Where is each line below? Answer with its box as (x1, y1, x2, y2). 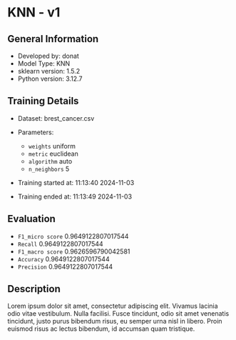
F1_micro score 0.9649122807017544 (17, 231, 129, 240)
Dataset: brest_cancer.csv (17, 114, 95, 122)
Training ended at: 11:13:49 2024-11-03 (17, 192, 133, 201)
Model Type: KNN (17, 59, 71, 68)
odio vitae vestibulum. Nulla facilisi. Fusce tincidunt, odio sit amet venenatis (7, 309, 230, 318)
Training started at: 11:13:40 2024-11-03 (17, 178, 135, 186)
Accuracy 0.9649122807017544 (17, 254, 110, 263)
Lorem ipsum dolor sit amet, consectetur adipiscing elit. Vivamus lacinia (7, 301, 219, 311)
